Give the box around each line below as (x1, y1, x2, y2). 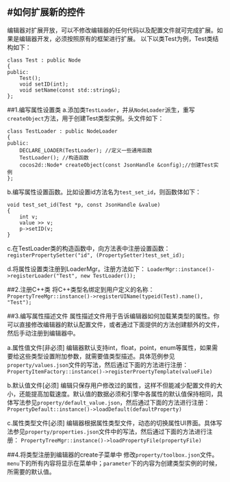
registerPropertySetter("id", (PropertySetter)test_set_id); (7, 252, 186, 259)
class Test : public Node (7, 57, 81, 64)
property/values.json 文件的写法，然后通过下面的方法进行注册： (7, 360, 189, 368)
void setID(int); (19, 81, 69, 88)
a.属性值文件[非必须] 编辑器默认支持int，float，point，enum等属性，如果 (7, 343, 212, 351)
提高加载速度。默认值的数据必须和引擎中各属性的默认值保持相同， (30, 390, 217, 398)
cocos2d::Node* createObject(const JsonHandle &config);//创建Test (19, 162, 214, 168)
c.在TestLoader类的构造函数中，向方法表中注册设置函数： (7, 244, 170, 252)
